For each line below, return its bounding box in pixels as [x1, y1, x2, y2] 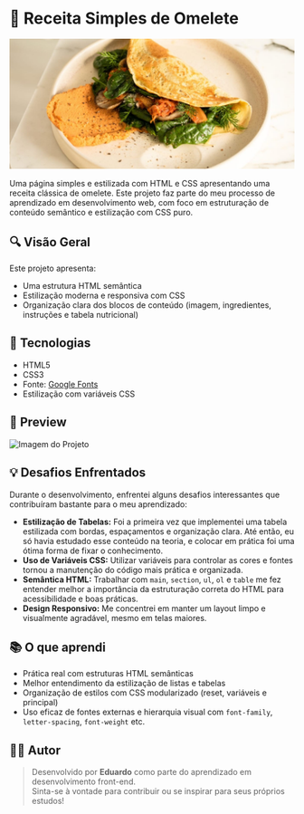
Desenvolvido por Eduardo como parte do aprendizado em [31, 767, 252, 778]
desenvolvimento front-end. [31, 776, 136, 787]
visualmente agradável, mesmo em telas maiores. [22, 612, 207, 623]
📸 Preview [9, 415, 67, 430]
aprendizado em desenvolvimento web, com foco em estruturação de [9, 197, 270, 208]
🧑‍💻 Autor [9, 742, 62, 758]
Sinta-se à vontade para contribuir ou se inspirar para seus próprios [31, 786, 285, 797]
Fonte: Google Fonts [22, 378, 99, 389]
